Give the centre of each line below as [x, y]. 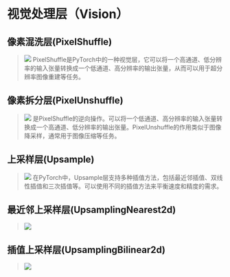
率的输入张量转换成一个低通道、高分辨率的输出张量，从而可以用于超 [120, 68]
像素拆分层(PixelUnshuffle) [65, 101]
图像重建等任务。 [60, 77]
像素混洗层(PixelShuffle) [60, 42]
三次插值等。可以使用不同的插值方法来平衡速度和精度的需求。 [135, 186]
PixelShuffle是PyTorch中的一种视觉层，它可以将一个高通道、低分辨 [127, 60]
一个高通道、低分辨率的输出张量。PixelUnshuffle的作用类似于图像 [129, 127]
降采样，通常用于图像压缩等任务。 [72, 136]
